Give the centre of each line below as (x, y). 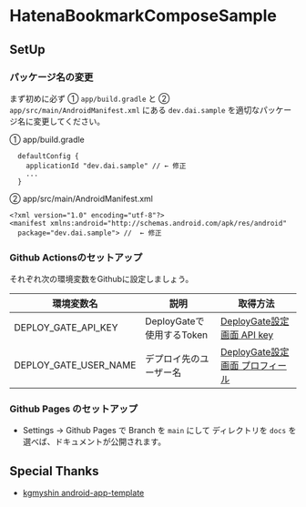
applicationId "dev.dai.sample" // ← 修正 (106, 166)
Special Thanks (54, 471)
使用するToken (177, 335)
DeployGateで (175, 321)
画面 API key (247, 335)
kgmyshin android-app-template (83, 493)
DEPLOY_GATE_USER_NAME (75, 365)
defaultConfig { (48, 156)
